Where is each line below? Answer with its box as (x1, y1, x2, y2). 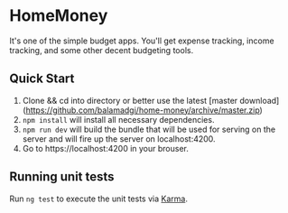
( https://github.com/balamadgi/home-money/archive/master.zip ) (22, 105, 264, 116)
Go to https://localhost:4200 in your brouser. (22, 143, 190, 153)
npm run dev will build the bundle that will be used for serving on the (22, 124, 276, 134)
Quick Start (9, 71, 75, 87)
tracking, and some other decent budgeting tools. (9, 44, 194, 55)
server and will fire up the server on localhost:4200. (22, 133, 216, 144)
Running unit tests (9, 169, 115, 185)
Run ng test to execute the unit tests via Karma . (9, 193, 188, 204)
